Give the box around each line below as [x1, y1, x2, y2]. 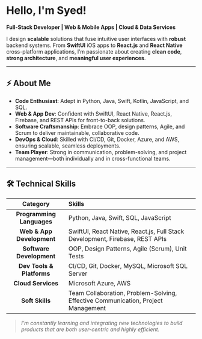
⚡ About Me [6, 78, 51, 89]
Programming [16, 210, 56, 218]
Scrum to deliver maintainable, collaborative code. [14, 129, 139, 136]
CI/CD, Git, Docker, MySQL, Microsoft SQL [68, 261, 188, 270]
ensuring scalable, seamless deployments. [14, 142, 121, 149]
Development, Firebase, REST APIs [68, 234, 167, 243]
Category [22, 199, 50, 208]
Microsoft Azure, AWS [68, 279, 131, 287]
